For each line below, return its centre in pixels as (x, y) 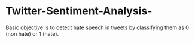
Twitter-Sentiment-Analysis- (79, 11)
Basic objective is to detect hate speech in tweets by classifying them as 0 (97, 27)
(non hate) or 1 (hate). (32, 33)
